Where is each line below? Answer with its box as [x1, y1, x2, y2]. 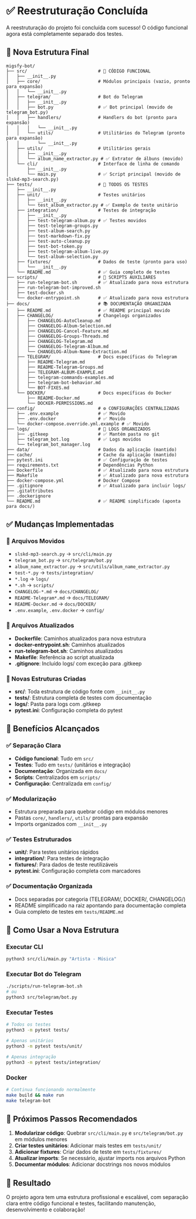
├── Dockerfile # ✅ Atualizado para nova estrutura [6, 467, 189, 473]
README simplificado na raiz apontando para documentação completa [14, 901, 187, 909]
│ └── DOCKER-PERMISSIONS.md [6, 400, 93, 406]
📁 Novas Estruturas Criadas [6, 675, 86, 683]
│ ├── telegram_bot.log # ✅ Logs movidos [6, 436, 141, 442]
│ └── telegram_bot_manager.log [6, 441, 91, 447]
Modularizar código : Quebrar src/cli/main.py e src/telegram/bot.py [14, 1129, 183, 1137]
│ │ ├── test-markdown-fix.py [6, 233, 91, 239]
